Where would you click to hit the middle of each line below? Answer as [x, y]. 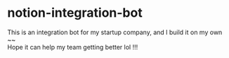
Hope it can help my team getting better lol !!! [73, 47]
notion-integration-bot [75, 13]
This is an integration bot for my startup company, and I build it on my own [115, 32]
